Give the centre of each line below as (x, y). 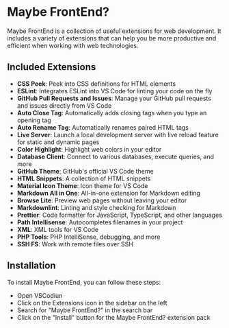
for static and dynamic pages (58, 142)
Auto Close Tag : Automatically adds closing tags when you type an (112, 113)
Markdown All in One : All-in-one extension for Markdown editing (108, 193)
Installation (31, 266)
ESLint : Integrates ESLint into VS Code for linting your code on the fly (114, 91)
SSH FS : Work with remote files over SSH (75, 244)
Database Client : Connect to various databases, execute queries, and (115, 156)
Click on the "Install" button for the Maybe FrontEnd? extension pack (113, 317)
